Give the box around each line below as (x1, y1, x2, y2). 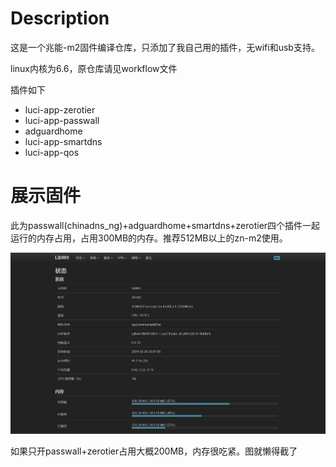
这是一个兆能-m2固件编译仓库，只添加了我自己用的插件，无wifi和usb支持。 (10, 41, 320, 53)
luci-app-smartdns (24, 135, 103, 147)
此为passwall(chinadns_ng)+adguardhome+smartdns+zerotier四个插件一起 (10, 219, 321, 231)
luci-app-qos (24, 146, 80, 158)
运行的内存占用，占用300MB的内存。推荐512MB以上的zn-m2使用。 (10, 232, 288, 244)
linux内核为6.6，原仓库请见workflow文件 (10, 62, 178, 74)
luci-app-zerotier (24, 103, 96, 116)
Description (10, 7, 110, 30)
